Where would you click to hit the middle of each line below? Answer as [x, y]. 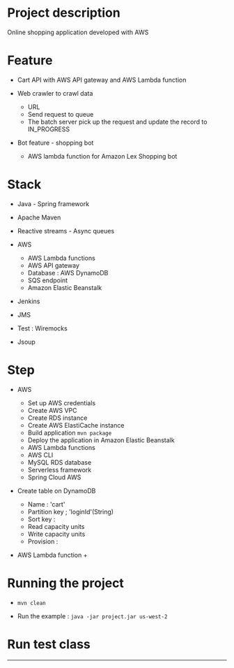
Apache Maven [39, 217]
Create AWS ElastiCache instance [76, 425]
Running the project [65, 583]
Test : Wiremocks [42, 328]
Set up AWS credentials [62, 402]
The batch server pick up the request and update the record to [117, 122]
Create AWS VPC [52, 410]
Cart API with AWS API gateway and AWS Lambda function [102, 80]
